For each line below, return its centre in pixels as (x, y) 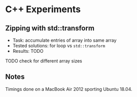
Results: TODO (28, 51)
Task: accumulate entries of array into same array (64, 40)
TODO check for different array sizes (44, 61)
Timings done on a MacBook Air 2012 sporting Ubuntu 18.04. (69, 89)
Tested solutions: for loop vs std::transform (59, 46)
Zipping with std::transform (50, 28)
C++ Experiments (43, 9)
